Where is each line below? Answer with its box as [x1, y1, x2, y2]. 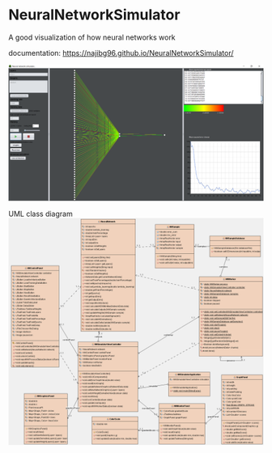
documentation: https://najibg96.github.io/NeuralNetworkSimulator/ [8, 48, 234, 57]
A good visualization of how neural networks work [8, 32, 176, 42]
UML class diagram [8, 209, 73, 219]
